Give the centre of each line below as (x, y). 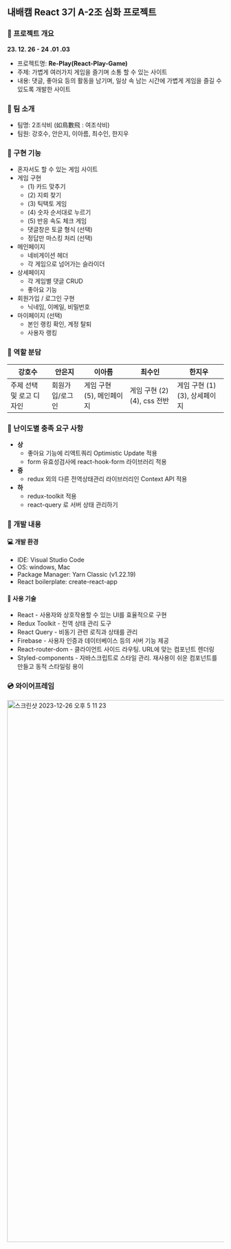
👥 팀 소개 (21, 109)
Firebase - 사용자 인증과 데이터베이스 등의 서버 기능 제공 (93, 641)
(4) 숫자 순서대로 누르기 (59, 213)
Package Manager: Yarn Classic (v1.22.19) (76, 574)
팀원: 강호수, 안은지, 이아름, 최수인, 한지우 (73, 134)
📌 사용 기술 (22, 598)
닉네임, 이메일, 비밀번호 (59, 307)
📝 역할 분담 (24, 352)
